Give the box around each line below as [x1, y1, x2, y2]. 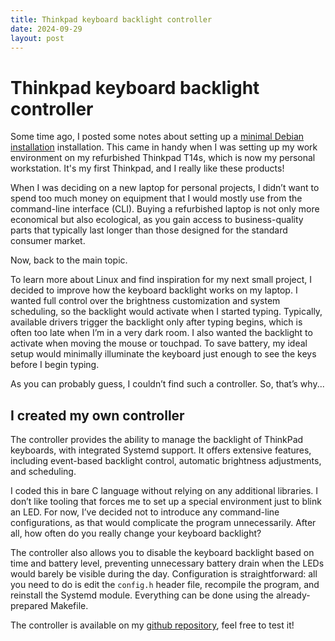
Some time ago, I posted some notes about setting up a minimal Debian [10, 131, 305, 143]
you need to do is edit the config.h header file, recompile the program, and [10, 579, 320, 591]
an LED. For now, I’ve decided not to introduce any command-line [10, 506, 280, 518]
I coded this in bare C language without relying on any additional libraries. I [10, 485, 319, 497]
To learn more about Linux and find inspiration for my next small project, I [10, 274, 312, 286]
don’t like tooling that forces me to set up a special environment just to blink [10, 496, 322, 508]
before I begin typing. [10, 359, 100, 371]
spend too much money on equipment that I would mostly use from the [10, 192, 303, 205]
